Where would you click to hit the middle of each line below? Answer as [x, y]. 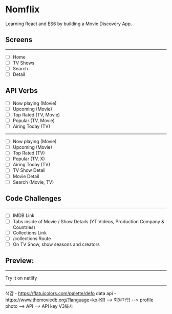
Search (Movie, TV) [33, 182]
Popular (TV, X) [29, 159]
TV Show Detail [29, 170]
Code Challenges [33, 199]
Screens [19, 40]
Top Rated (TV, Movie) [36, 114]
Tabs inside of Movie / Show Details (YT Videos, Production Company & [89, 221]
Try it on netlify [21, 278]
